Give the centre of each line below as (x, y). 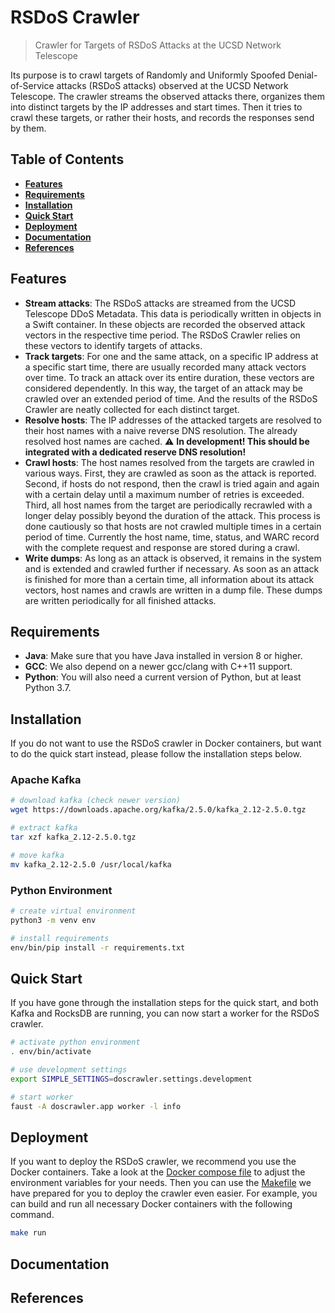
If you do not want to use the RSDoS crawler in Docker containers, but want (166, 743)
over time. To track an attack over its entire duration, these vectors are (169, 377)
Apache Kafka (46, 780)
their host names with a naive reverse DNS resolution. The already (161, 430)
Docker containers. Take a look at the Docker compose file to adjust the (158, 1172)
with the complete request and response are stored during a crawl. (162, 547)
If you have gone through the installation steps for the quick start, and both (164, 1003)
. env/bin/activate (51, 1052)
